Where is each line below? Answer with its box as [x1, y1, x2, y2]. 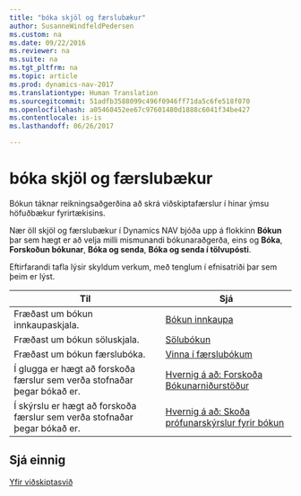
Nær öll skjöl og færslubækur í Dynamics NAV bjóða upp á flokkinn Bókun [9, 225, 282, 235]
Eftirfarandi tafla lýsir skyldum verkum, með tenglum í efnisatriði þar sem [9, 261, 278, 272]
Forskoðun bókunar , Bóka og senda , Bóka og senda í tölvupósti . [9, 244, 252, 254]
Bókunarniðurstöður [165, 379, 249, 392]
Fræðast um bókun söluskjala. [13, 333, 140, 346]
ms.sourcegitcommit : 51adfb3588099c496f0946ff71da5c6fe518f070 [9, 96, 251, 106]
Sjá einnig [9, 453, 65, 468]
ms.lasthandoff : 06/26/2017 [9, 122, 115, 131]
